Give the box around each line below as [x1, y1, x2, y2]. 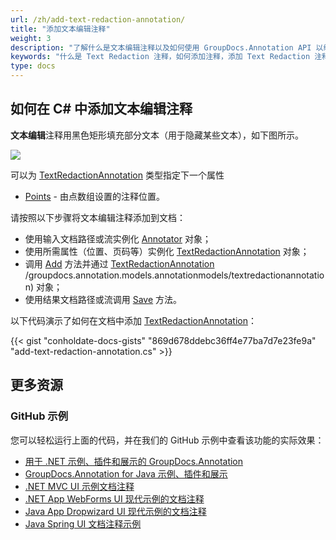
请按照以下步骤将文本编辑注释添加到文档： [10, 211, 186, 223]
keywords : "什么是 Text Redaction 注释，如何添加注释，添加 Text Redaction [10, 52, 311, 62]
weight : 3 [10, 33, 52, 43]
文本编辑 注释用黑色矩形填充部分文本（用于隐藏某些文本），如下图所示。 [10, 129, 304, 141]
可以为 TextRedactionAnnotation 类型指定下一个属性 [10, 169, 225, 181]
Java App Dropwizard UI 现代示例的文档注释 [24, 505, 207, 517]
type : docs [10, 61, 56, 71]
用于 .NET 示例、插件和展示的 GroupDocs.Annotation [24, 455, 244, 467]
